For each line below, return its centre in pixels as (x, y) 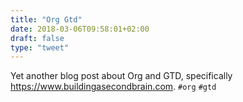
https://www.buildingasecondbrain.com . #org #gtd (113, 87)
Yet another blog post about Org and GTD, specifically (121, 76)
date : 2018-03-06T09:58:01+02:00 (80, 29)
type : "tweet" (40, 47)
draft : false (37, 38)
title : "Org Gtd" (46, 19)
